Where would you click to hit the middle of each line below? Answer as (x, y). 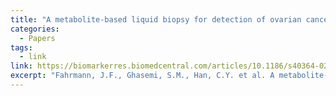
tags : (21, 47)
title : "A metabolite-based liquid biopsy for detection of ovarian (156, 19)
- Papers (37, 38)
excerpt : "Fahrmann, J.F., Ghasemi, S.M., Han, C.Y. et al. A (142, 76)
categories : (35, 29)
